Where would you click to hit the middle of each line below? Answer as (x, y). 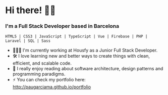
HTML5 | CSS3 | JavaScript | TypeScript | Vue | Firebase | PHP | (76, 37)
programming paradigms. (39, 74)
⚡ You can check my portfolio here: (49, 80)
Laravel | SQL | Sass (28, 41)
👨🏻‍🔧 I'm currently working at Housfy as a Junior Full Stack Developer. (85, 51)
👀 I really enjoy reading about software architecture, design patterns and (88, 69)
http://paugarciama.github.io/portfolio (52, 87)
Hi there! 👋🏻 (31, 10)
